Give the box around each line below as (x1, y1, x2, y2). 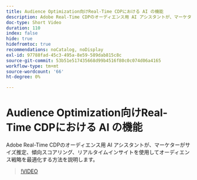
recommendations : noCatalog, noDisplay (6, 47, 104, 53)
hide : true (6, 36, 33, 42)
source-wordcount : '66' (6, 69, 64, 74)
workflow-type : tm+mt (6, 63, 59, 69)
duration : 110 (6, 25, 41, 31)
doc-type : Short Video (6, 19, 62, 25)
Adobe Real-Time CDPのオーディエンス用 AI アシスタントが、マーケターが (6, 141, 186, 148)
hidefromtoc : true (6, 42, 51, 47)
